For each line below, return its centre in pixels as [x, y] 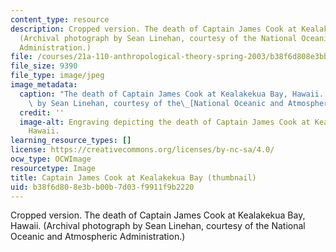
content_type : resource [60, 19]
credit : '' [42, 112]
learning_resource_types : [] [71, 141]
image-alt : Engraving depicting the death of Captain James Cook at [165, 122]
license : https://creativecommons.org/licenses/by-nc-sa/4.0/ [142, 150]
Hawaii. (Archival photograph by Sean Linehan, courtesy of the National [158, 226]
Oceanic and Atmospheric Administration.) [98, 237]
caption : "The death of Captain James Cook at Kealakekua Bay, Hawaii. [172, 94]
